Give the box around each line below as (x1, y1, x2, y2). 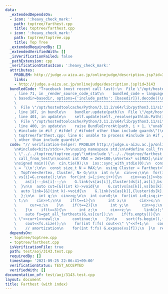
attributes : (9, 68, 35, 73)
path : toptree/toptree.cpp (14, 35, 70, 40)
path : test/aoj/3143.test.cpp (9, 249, 72, 254)
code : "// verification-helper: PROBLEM (9, 142, 95, 147)
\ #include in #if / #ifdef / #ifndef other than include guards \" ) (14, 128, 160, 133)
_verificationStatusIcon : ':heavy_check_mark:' (9, 63, 111, 68)
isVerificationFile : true (9, 244, 64, 249)
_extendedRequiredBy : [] (9, 44, 61, 49)
